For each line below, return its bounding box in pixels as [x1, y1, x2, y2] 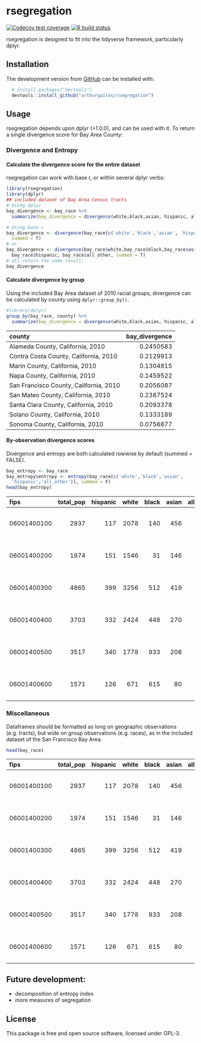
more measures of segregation [14, 996, 92, 1004]
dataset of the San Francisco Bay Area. [6, 735, 103, 743]
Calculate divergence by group [6, 276, 85, 284]
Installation [6, 59, 49, 69]
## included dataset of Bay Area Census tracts [6, 197, 127, 203]
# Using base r [6, 224, 44, 230]
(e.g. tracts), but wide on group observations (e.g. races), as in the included [6, 729, 193, 737]
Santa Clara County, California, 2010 [9, 400, 113, 409]
